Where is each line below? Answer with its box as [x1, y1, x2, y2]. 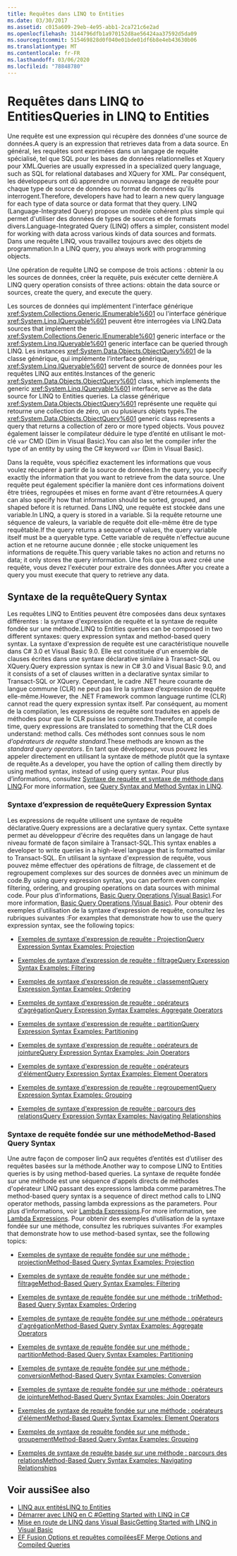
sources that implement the [7, 324, 87, 333]
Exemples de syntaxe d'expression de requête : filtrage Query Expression [17, 956, 230, 964]
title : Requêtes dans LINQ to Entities [7, 10, 125, 18]
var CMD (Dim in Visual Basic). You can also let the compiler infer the [17, 436, 217, 445]
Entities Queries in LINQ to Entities [7, 108, 209, 124]
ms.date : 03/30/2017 [7, 17, 68, 24]
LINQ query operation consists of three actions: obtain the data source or [7, 280, 220, 289]
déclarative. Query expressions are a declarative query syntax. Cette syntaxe [7, 824, 229, 832]
